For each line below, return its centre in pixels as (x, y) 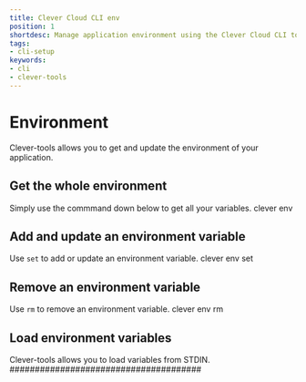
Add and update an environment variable (127, 237)
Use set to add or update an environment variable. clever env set (131, 258)
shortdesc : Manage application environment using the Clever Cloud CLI (148, 35)
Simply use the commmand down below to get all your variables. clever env (151, 208)
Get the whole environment (88, 186)
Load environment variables (91, 338)
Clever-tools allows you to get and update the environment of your (134, 148)
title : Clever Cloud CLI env (65, 18)
